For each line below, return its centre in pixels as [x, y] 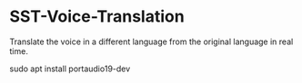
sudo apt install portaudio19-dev [70, 69]
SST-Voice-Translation [97, 17]
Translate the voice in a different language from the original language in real [151, 41]
